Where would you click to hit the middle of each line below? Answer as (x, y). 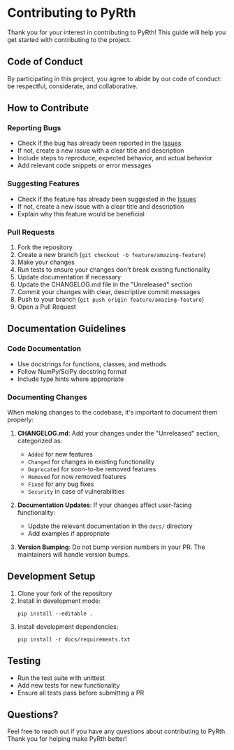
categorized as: (40, 441)
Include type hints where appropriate (71, 379)
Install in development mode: (59, 601)
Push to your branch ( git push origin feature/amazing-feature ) (111, 300)
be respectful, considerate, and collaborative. (73, 86)
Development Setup (51, 577)
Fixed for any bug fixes (61, 484)
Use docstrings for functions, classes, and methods (92, 364)
